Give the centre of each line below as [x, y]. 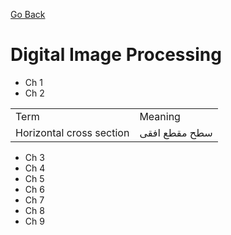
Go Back [28, 14]
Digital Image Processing [116, 55]
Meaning [160, 116]
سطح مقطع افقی [176, 132]
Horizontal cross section [72, 132]
